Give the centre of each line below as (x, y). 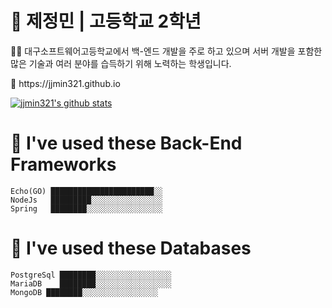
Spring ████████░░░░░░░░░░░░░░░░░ (86, 208)
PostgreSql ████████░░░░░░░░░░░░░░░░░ (91, 275)
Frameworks (63, 164)
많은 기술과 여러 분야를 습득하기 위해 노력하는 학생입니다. (121, 63)
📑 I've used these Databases (131, 248)
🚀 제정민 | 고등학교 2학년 (106, 21)
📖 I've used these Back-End (126, 143)
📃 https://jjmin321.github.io (65, 83)
